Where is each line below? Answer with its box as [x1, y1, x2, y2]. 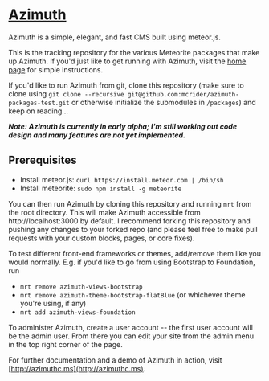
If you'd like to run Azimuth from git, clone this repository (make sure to [8, 80, 245, 90]
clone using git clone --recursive [8, 88, 124, 98]
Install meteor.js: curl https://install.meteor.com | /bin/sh [19, 174, 224, 184]
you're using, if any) [19, 298, 87, 308]
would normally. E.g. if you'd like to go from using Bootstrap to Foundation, [8, 257, 255, 267]
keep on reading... [8, 106, 68, 116]
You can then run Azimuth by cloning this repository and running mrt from [8, 199, 252, 208]
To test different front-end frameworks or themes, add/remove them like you [8, 248, 261, 258]
